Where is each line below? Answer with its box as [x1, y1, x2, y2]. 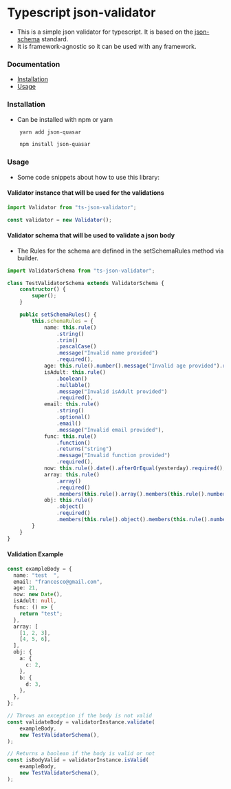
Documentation [7, 59, 60, 69]
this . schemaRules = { [32, 317, 94, 324]
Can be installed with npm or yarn [16, 115, 113, 123]
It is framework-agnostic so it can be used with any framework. [16, 42, 197, 50]
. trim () [56, 337, 78, 344]
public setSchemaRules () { [19, 311, 97, 318]
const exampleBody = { [7, 565, 72, 572]
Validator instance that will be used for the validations [7, 189, 165, 197]
